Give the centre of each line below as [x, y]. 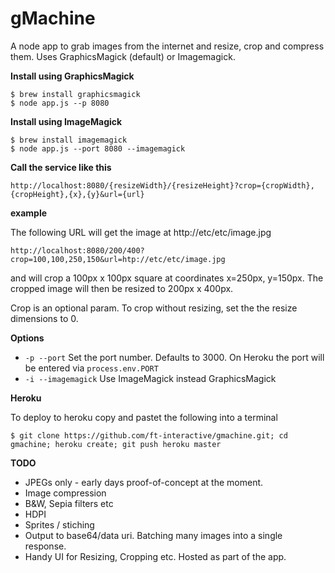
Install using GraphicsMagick [72, 76]
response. [45, 546]
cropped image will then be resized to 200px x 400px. [122, 288]
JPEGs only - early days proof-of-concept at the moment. [144, 482]
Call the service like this [61, 167]
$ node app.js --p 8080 [60, 103]
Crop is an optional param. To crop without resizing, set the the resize [154, 308]
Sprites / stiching [59, 524]
